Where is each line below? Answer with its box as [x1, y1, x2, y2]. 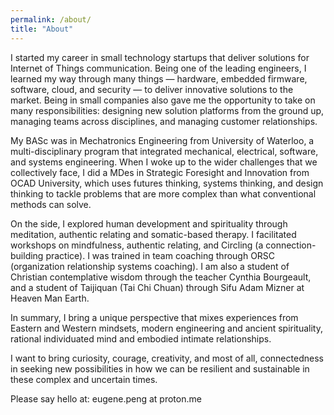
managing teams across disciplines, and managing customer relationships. [10, 115, 318, 127]
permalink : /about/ [10, 14, 92, 25]
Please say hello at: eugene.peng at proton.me [10, 392, 202, 405]
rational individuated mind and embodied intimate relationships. [10, 332, 272, 345]
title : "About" [10, 24, 74, 34]
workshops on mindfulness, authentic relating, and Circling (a [10, 239, 264, 251]
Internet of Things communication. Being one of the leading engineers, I [10, 62, 307, 74]
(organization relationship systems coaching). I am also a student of [10, 260, 290, 272]
